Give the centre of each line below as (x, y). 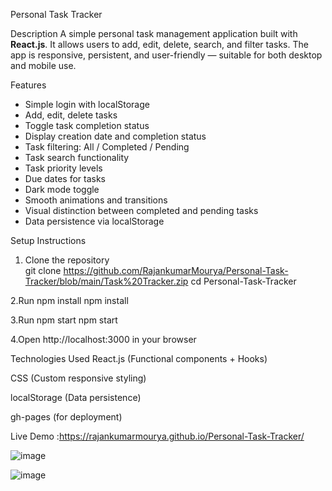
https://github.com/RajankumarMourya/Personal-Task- (176, 270)
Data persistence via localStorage (94, 221)
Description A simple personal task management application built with (154, 33)
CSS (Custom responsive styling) (78, 378)
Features (28, 85)
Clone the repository (67, 260)
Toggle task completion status (87, 125)
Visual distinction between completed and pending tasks (141, 210)
